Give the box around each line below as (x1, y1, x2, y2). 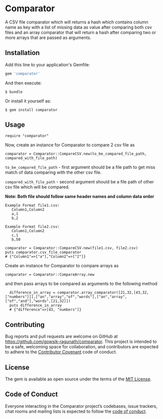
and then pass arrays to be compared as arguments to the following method (5, 281, 158, 287)
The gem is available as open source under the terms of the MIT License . (5, 376, 152, 382)
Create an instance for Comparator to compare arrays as (5, 263, 119, 269)
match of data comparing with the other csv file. (5, 169, 102, 176)
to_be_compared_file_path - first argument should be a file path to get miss (5, 164, 156, 170)
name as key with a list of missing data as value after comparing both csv (5, 24, 152, 30)
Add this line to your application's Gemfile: (5, 61, 90, 67)
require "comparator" (5, 134, 49, 139)
